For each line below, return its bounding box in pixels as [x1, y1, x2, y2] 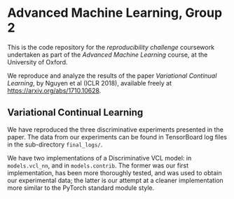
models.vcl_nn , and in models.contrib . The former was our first [7, 161, 189, 170]
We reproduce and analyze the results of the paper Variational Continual [7, 71, 217, 80]
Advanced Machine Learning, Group [7, 5, 223, 21]
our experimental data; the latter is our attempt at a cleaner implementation [7, 176, 224, 184]
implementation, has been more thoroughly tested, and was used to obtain [7, 168, 222, 177]
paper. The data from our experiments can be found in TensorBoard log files [7, 132, 228, 141]
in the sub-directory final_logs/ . [7, 140, 103, 149]
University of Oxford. [7, 57, 68, 66]
